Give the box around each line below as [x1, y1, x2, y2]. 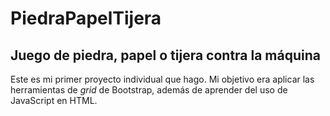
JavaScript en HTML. [10, 95, 98, 106]
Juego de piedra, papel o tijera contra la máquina [10, 47, 321, 64]
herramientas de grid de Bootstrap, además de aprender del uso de [10, 84, 288, 96]
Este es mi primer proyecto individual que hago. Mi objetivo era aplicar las [10, 73, 315, 85]
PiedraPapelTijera [10, 7, 162, 30]
